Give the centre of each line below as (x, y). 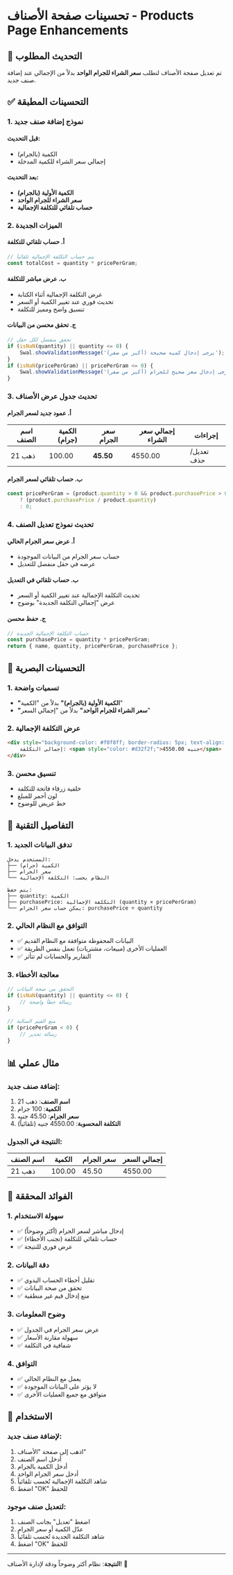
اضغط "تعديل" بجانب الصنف (53, 1521)
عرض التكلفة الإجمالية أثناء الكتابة (60, 294)
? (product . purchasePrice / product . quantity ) (88, 500)
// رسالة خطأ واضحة (45, 1002)
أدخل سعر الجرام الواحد (48, 1473)
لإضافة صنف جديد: (35, 1437)
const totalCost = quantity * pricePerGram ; (72, 263)
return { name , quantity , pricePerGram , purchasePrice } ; (93, 646)
